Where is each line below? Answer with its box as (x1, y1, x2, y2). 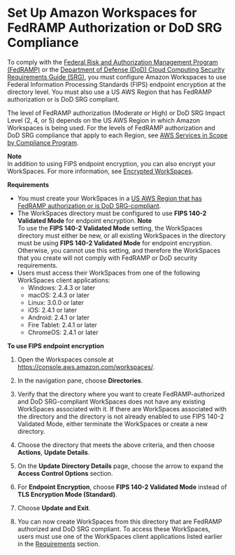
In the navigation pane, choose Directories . (17, 376, 143, 385)
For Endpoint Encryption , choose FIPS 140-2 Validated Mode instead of (17, 482, 227, 491)
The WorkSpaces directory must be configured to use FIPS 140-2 (17, 209, 207, 217)
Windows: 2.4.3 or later (27, 283, 96, 292)
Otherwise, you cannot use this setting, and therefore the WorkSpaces (17, 246, 221, 254)
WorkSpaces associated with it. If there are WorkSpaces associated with (17, 404, 227, 413)
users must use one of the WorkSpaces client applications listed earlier (17, 532, 222, 540)
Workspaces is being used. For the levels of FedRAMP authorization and (7, 123, 215, 132)
